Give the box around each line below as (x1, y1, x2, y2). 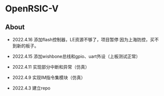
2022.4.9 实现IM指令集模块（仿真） (12, 75, 85, 80)
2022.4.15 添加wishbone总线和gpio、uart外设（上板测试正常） (12, 53, 141, 59)
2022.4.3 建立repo (12, 85, 51, 91)
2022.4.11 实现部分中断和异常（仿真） (12, 64, 89, 70)
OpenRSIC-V (5, 3, 59, 14)
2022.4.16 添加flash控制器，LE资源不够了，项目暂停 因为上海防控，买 (12, 37, 155, 42)
